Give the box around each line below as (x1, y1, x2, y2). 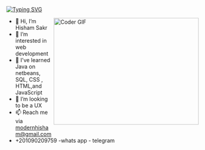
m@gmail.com (15, 130, 52, 137)
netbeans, (15, 70, 41, 76)
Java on (15, 63, 35, 70)
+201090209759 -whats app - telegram (15, 137, 115, 144)
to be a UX (15, 102, 43, 109)
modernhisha (15, 124, 49, 131)
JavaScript (15, 89, 43, 96)
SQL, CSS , (15, 76, 43, 83)
